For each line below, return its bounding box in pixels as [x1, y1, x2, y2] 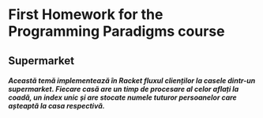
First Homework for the [8, 6, 163, 24]
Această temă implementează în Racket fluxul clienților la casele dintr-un [8, 76, 256, 86]
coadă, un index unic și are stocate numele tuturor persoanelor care [8, 93, 237, 102]
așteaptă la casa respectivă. [8, 101, 105, 111]
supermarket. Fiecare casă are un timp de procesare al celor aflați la [8, 85, 239, 94]
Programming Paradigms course [8, 22, 225, 40]
